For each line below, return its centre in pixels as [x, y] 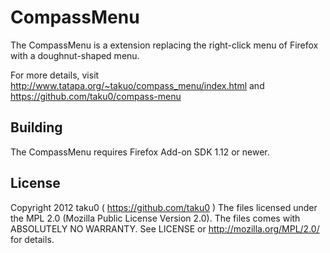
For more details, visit [55, 75]
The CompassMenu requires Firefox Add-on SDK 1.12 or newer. [140, 152]
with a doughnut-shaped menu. [75, 55]
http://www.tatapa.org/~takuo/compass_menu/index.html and [137, 85]
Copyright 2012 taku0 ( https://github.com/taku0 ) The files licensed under [164, 207]
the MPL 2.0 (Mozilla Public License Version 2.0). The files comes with [155, 218]
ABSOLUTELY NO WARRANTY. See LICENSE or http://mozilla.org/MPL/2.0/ [165, 228]
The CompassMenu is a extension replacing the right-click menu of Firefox [164, 45]
